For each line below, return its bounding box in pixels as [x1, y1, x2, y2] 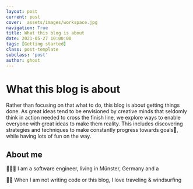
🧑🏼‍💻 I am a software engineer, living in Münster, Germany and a [6, 165, 159, 172]
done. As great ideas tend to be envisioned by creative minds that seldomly [6, 108, 188, 115]
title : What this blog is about [6, 30, 85, 36]
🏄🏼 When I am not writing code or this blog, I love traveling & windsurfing [6, 176, 182, 184]
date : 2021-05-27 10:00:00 [6, 36, 72, 41]
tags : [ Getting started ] [6, 41, 66, 47]
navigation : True [6, 24, 48, 31]
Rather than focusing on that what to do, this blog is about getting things [6, 101, 180, 108]
